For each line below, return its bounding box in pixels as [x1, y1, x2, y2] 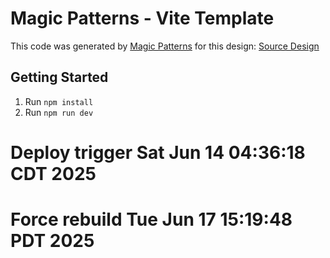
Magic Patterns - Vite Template [10, 7, 275, 30]
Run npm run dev [24, 106, 94, 118]
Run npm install [24, 95, 94, 107]
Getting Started [10, 69, 109, 86]
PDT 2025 [10, 230, 95, 252]
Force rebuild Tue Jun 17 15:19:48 [10, 208, 293, 231]
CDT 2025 [10, 162, 97, 185]
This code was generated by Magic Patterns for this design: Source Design [10, 40, 320, 52]
